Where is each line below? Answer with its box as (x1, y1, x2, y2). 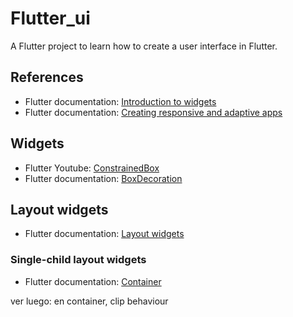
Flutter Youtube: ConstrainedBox (24, 162, 160, 174)
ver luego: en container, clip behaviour (10, 295, 169, 307)
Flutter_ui (10, 7, 91, 30)
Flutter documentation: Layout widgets (24, 228, 185, 240)
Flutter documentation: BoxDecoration (24, 172, 183, 184)
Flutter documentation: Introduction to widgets (24, 95, 217, 107)
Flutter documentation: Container (24, 275, 162, 287)
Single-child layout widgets (10, 253, 147, 267)
